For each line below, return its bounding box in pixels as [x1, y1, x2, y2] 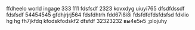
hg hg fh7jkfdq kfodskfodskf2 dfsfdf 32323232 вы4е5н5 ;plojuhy [6, 18, 168, 24]
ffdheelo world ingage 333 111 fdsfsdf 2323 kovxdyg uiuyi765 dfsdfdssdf [6, 5, 185, 12]
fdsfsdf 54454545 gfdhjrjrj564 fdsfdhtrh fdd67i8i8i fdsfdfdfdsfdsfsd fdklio [6, 11, 189, 18]
